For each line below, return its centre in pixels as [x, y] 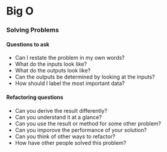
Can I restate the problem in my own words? [70, 58]
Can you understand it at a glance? [58, 117]
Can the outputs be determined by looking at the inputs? [85, 77]
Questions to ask [28, 44]
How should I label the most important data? [70, 83]
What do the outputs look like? [53, 71]
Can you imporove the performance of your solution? [81, 130]
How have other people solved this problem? [71, 142]
